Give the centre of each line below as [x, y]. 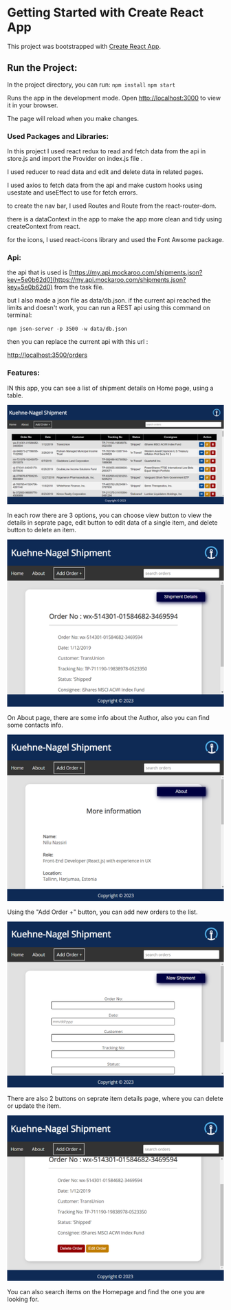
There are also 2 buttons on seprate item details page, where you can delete [115, 1098]
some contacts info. [35, 725]
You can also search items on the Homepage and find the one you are [106, 1291]
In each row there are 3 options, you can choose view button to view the [109, 515]
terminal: [20, 315]
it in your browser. [33, 105]
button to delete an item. [42, 530]
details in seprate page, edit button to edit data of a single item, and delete [112, 522]
